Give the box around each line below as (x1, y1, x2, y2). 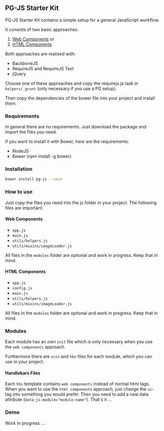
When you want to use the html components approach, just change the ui (5, 386, 152, 392)
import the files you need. (5, 129, 57, 135)
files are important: (5, 205, 43, 211)
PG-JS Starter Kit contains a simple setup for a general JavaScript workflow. (5, 17, 160, 23)
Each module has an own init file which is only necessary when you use (5, 339, 153, 345)
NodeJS (12, 148, 29, 154)
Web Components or (12, 36, 55, 42)
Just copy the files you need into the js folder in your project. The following (5, 199, 157, 206)
